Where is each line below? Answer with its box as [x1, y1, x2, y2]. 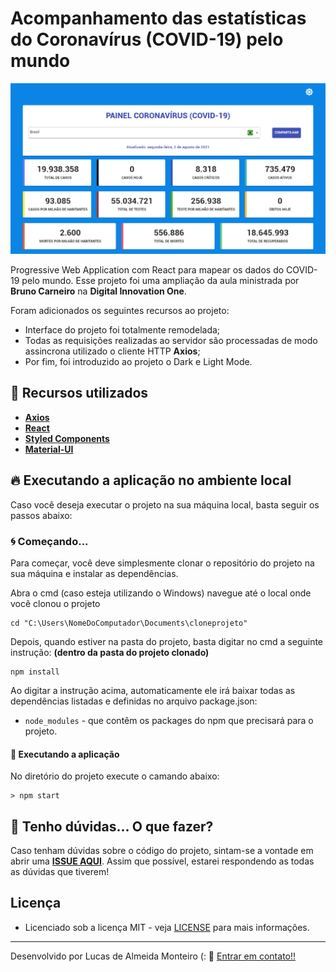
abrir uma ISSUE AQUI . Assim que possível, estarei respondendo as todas [10, 855, 315, 867]
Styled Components [24, 432, 110, 444]
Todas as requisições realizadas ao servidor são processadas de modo [24, 335, 318, 347]
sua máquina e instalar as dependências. [10, 568, 179, 580]
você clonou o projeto [10, 598, 101, 610]
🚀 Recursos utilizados [10, 385, 149, 402]
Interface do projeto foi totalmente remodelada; [24, 324, 221, 336]
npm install [10, 667, 60, 677]
